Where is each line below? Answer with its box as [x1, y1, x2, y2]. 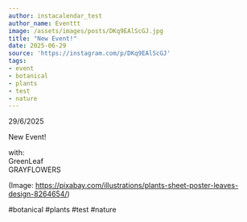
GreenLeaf [8, 157, 44, 166]
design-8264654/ [8, 189, 68, 199]
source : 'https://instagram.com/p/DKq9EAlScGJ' [8, 49, 171, 57]
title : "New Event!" [8, 34, 78, 43]
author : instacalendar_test [8, 11, 103, 20]
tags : [8, 57, 27, 65]
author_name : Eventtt [8, 19, 81, 27]
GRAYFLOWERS [8, 165, 62, 174]
